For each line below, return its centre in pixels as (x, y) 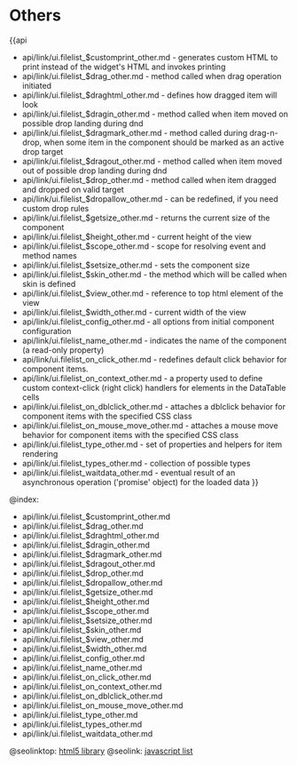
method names (49, 255)
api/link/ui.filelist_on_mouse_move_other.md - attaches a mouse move (150, 425)
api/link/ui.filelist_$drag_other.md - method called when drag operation (152, 76)
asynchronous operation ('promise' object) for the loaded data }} (140, 482)
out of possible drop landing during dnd (94, 171)
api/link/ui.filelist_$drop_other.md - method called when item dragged (149, 179)
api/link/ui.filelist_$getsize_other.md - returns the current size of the (146, 218)
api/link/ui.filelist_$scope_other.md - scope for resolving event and (144, 246)
